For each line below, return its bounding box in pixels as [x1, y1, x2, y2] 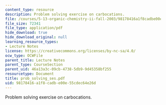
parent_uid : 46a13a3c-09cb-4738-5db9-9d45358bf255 [5, 67, 112, 72]
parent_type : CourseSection [5, 62, 63, 67]
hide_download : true [5, 30, 48, 35]
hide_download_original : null [5, 35, 68, 40]
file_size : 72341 [5, 21, 41, 26]
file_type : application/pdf [5, 26, 63, 31]
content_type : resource [5, 7, 54, 12]
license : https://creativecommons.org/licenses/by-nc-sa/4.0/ [5, 48, 136, 53]
